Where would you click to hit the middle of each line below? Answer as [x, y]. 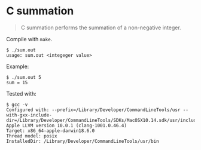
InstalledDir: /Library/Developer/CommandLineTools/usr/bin [83, 141]
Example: [18, 66]
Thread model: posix [32, 136]
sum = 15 [17, 82]
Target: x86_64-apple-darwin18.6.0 [51, 131]
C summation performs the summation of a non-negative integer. [101, 27]
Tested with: [22, 93]
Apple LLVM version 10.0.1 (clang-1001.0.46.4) [67, 125]
